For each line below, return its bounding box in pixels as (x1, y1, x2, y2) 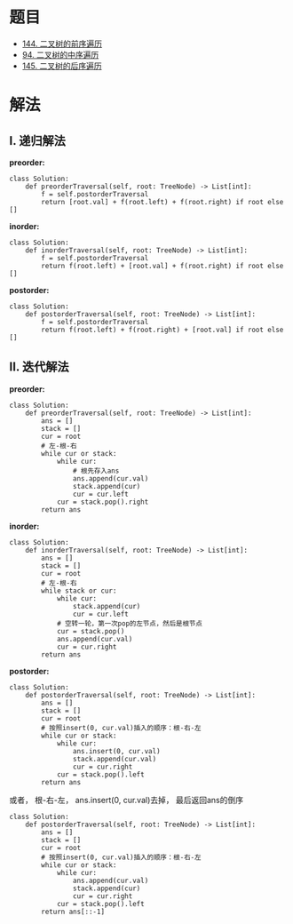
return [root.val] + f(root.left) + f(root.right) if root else (41, 197, 284, 206)
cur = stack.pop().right (56, 498, 149, 506)
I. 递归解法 (9, 133, 67, 148)
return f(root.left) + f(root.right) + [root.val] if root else (41, 325, 284, 334)
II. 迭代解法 (9, 360, 69, 375)
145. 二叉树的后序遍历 (21, 60, 102, 71)
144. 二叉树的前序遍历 (21, 38, 103, 49)
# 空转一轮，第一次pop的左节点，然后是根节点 (56, 618, 202, 628)
